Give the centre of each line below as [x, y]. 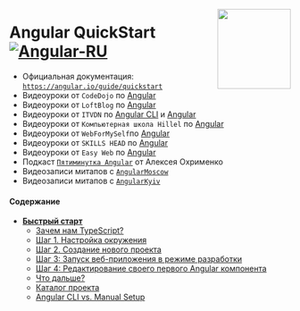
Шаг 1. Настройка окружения [91, 240]
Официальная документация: [78, 76]
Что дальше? [60, 278]
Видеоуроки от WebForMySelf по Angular [96, 133]
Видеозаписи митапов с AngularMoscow [95, 171]
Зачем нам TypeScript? [79, 231]
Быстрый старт [52, 221]
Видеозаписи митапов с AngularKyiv [91, 181]
